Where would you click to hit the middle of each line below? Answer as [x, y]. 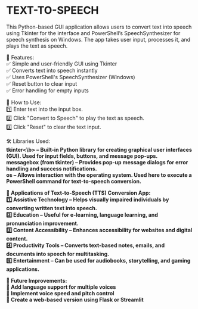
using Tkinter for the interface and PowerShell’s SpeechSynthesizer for [93, 33]
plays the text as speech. [37, 46]
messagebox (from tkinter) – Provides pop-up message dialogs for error [97, 162]
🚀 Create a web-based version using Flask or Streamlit [75, 299]
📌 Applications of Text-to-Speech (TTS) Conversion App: [78, 193]
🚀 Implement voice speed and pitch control [60, 293]
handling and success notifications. [52, 168]
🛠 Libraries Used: [28, 141]
